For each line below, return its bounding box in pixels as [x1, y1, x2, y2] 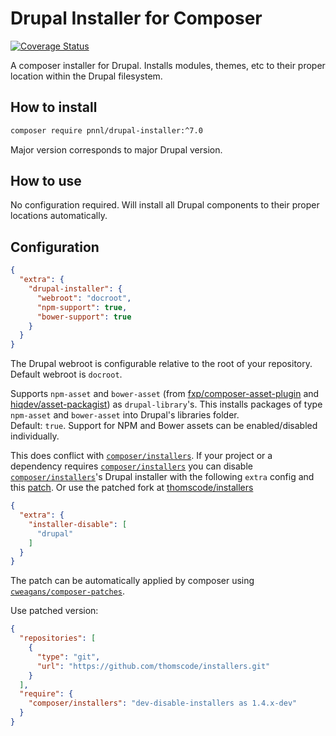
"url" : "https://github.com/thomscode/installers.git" [36, 661, 271, 671]
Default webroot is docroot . [10, 368, 123, 381]
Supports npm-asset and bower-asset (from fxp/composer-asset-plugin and [10, 388, 320, 400]
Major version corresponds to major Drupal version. [10, 143, 223, 156]
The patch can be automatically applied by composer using [10, 575, 255, 587]
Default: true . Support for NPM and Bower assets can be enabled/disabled [10, 420, 318, 432]
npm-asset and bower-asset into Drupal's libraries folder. [10, 409, 240, 421]
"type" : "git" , [36, 652, 101, 662]
